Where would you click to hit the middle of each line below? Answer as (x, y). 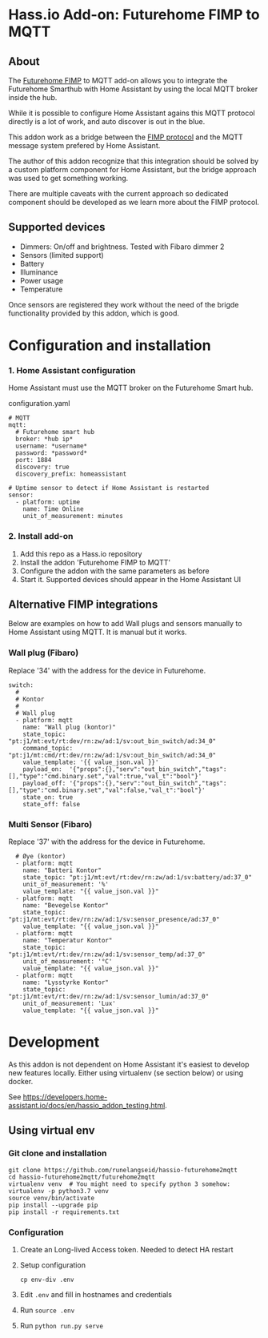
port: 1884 (34, 460)
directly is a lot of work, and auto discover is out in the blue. (107, 121)
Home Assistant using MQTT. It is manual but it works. (98, 632)
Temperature (41, 289)
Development (54, 1042)
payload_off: (44, 783)
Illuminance (39, 272)
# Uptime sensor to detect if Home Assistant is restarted (109, 488)
